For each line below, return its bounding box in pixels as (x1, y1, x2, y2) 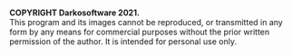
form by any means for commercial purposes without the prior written (9, 26, 270, 37)
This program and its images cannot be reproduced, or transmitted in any (9, 17, 283, 27)
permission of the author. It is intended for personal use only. (9, 36, 238, 47)
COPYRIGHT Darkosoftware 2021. (9, 7, 141, 18)
